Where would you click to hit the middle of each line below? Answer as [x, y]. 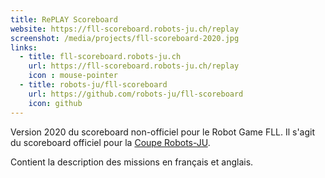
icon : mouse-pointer [73, 76]
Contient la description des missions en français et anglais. [132, 162]
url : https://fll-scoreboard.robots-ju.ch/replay [134, 66]
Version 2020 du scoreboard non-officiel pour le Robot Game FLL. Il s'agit [163, 132]
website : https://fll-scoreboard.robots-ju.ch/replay [125, 29]
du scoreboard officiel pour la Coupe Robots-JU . [110, 142]
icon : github [55, 103]
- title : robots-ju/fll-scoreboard [93, 85]
